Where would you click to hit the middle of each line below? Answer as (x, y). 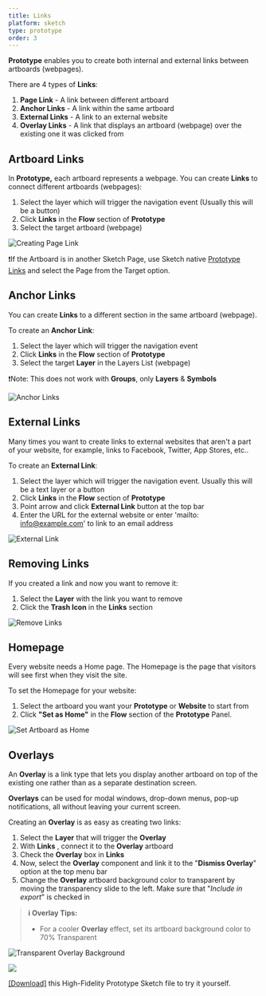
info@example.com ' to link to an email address (96, 523)
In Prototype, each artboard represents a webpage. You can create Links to (133, 178)
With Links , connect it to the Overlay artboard (96, 846)
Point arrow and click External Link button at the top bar (112, 506)
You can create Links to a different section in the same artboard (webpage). (133, 314)
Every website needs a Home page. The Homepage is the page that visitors (132, 666)
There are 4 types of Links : (53, 85)
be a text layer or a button (62, 489)
